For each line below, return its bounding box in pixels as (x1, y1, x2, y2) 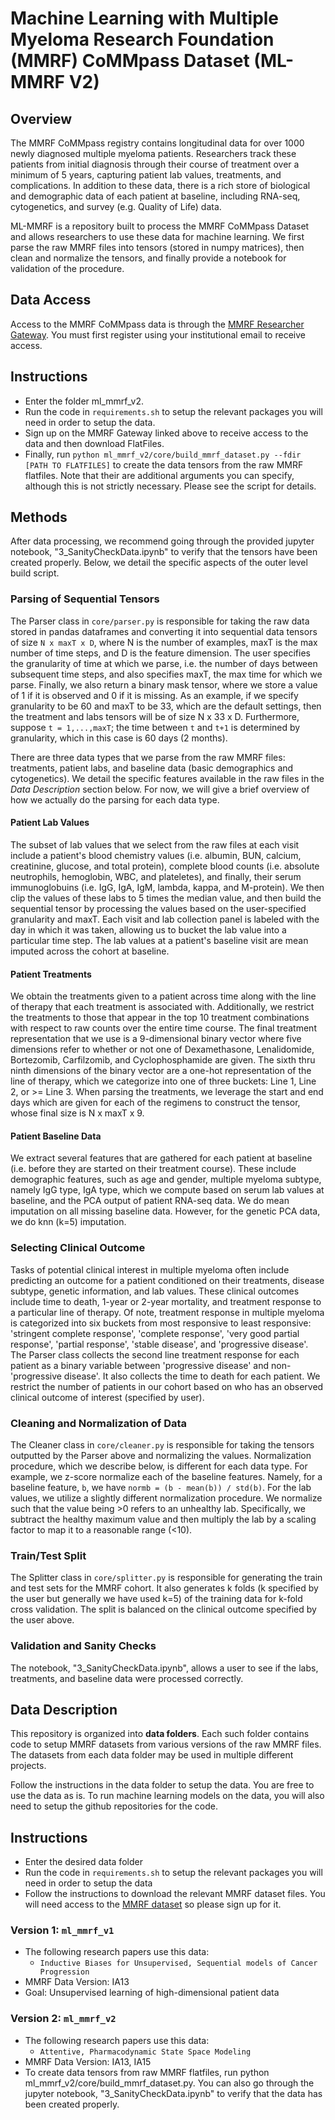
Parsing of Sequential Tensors (10, 592, 160, 606)
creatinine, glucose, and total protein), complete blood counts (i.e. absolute (10, 860, 320, 872)
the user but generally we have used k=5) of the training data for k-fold (10, 1593, 303, 1605)
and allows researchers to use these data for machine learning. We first (10, 231, 305, 242)
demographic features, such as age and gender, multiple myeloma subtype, (10, 1173, 322, 1186)
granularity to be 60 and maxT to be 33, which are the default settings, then (10, 700, 322, 712)
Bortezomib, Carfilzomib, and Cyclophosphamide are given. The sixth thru (10, 1054, 316, 1066)
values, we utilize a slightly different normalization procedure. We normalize (10, 1492, 323, 1504)
